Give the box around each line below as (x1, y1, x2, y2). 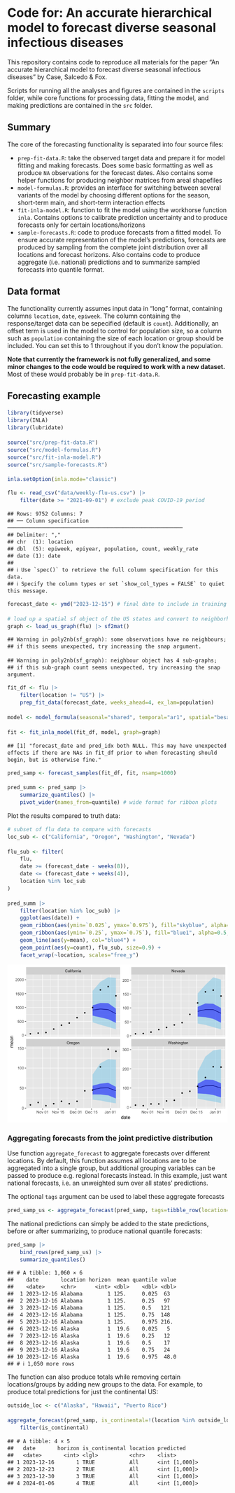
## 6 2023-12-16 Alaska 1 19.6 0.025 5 (7, 1326, 171, 1333)
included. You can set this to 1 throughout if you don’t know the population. (7, 341, 223, 349)
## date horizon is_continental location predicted (7, 1445, 187, 1452)
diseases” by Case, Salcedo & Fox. (7, 72, 107, 81)
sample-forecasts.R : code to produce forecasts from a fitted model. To (17, 228, 222, 236)
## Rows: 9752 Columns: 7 (7, 510, 83, 518)
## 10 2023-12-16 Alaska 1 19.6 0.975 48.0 (7, 1354, 177, 1361)
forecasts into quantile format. (17, 265, 105, 274)
